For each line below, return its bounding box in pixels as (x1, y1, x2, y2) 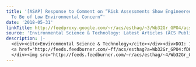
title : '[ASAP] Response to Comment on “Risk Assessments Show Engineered (6, 8, 192, 15)
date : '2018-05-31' (6, 19, 54, 25)
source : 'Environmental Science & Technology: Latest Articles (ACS (6, 30, 176, 36)
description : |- (6, 36, 45, 41)
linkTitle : (6, 24, 33, 31)
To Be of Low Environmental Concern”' (11, 14, 106, 20)
